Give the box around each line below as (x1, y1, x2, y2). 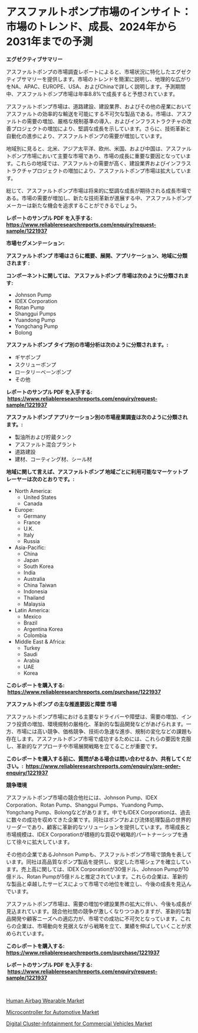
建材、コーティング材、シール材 (14, 456, 93, 463)
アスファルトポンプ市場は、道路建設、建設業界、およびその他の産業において (6, 103, 192, 110)
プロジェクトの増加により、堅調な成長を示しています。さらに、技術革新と (11, 125, 191, 132)
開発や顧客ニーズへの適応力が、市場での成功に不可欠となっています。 (11, 915, 181, 922)
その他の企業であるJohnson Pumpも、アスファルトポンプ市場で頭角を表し (6, 850, 187, 857)
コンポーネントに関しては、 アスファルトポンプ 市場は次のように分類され (6, 272, 184, 279)
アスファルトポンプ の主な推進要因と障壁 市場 (6, 700, 117, 707)
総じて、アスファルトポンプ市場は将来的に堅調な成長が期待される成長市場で (6, 187, 192, 194)
